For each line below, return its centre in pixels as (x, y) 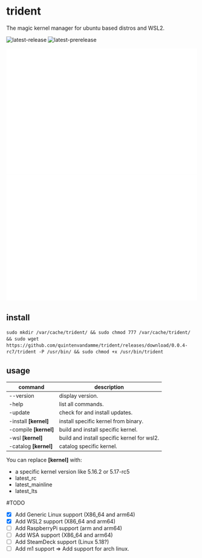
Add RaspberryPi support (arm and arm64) (69, 528)
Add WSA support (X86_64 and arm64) (64, 535)
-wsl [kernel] (26, 438)
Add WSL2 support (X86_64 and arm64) (65, 521)
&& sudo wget (23, 339)
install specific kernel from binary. (101, 421)
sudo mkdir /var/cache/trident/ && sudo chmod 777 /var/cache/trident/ (98, 333)
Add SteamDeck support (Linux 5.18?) (62, 542)
